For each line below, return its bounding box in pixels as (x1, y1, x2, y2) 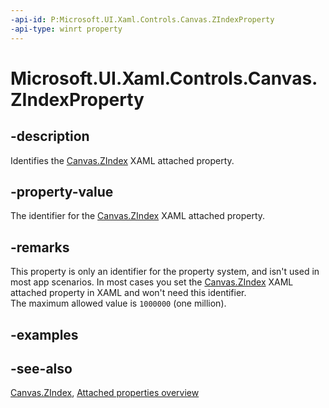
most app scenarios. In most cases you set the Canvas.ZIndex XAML (10, 276, 294, 288)
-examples (10, 326, 79, 343)
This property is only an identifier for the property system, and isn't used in (10, 266, 320, 278)
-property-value (10, 183, 114, 200)
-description (10, 128, 90, 145)
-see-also (10, 360, 73, 377)
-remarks (10, 239, 70, 256)
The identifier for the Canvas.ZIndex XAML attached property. (10, 210, 266, 222)
